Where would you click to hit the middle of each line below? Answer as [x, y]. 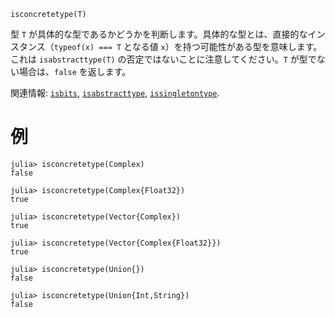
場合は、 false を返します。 [75, 71]
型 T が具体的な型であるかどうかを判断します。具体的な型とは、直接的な [159, 34]
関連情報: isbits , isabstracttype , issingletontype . [115, 93]
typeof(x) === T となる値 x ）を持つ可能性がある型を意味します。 [188, 46]
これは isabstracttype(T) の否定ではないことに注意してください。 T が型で [163, 59]
